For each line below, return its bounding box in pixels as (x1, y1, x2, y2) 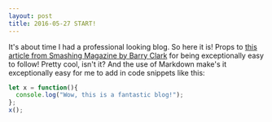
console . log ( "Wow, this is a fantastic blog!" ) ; (15, 91, 184, 99)
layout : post (8, 11, 53, 20)
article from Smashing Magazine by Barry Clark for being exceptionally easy (8, 50, 265, 60)
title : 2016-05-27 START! (8, 20, 96, 28)
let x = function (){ (8, 83, 79, 92)
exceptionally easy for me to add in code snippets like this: (8, 68, 205, 77)
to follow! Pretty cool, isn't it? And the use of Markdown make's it (8, 59, 227, 69)
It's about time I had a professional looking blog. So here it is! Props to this (8, 41, 258, 51)
